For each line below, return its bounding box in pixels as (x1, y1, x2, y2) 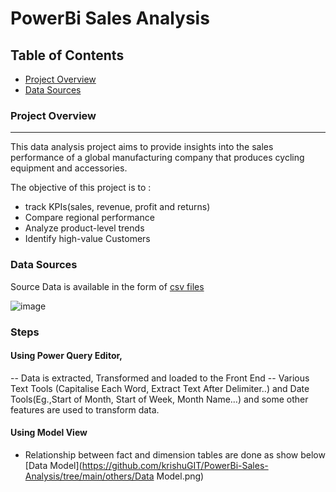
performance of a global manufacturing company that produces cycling (10, 152, 305, 164)
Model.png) (156, 470, 205, 482)
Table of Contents (10, 47, 125, 64)
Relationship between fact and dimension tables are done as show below (24, 448, 326, 461)
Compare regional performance (24, 212, 155, 224)
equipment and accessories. (10, 162, 128, 174)
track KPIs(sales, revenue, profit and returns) (24, 201, 211, 213)
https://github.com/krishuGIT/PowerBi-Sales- (81, 459, 269, 471)
